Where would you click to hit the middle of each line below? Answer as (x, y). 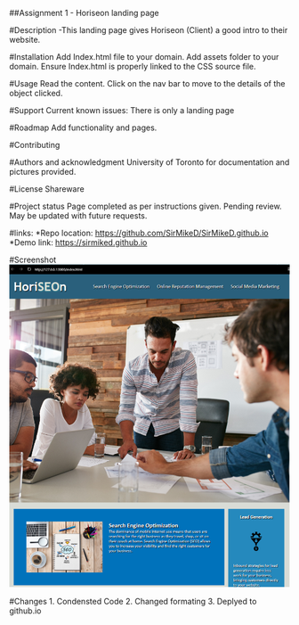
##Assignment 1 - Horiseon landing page (84, 13)
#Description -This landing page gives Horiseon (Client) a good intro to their (149, 30)
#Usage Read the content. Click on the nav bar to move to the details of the (147, 83)
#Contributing (35, 145)
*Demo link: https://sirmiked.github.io (78, 243)
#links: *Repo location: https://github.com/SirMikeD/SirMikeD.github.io (139, 233)
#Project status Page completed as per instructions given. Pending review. (145, 206)
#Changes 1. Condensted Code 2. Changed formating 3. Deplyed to (133, 601)
